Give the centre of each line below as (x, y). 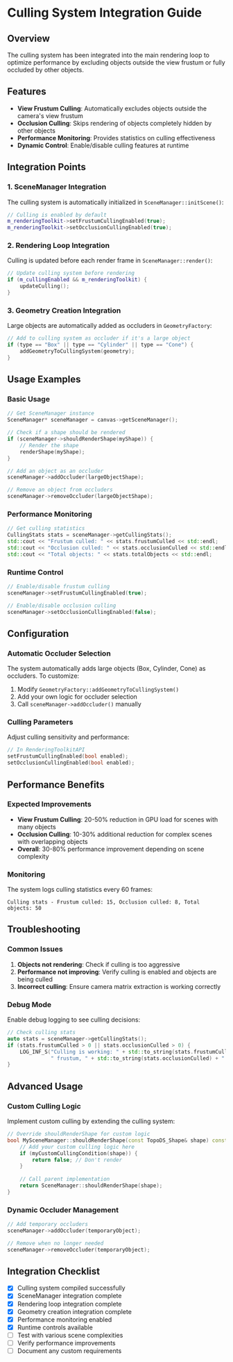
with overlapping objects (52, 841)
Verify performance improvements (66, 1343)
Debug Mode (29, 1004)
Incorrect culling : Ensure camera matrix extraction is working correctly (119, 986)
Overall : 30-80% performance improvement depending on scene (111, 849)
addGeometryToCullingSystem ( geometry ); (77, 351)
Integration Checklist (54, 1271)
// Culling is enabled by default (57, 215)
